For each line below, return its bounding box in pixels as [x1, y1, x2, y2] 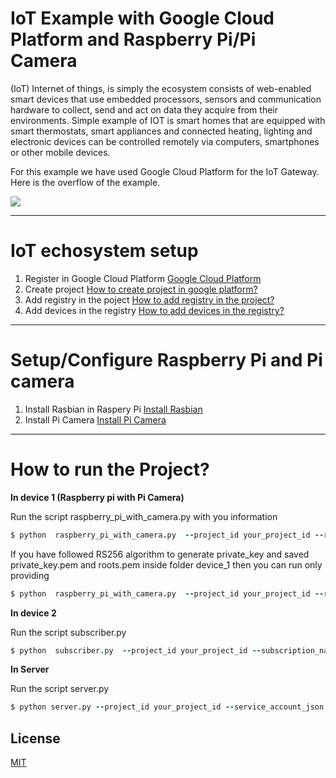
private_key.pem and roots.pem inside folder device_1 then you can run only [10, 558, 323, 571]
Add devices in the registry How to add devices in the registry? [24, 304, 285, 316]
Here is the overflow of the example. [10, 176, 161, 188]
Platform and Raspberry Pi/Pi [10, 28, 257, 51]
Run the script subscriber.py [10, 626, 127, 638]
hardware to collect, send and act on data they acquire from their [10, 103, 278, 116]
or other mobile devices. [10, 146, 111, 158]
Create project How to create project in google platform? [24, 283, 258, 295]
